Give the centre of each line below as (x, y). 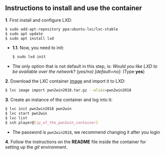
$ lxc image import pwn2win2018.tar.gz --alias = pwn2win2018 (68, 90)
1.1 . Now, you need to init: (38, 48)
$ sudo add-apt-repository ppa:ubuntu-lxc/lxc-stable (62, 29)
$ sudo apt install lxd (30, 38)
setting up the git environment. (36, 147)
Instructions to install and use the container (74, 8)
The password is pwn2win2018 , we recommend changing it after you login (86, 132)
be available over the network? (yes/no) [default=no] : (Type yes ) (78, 72)
